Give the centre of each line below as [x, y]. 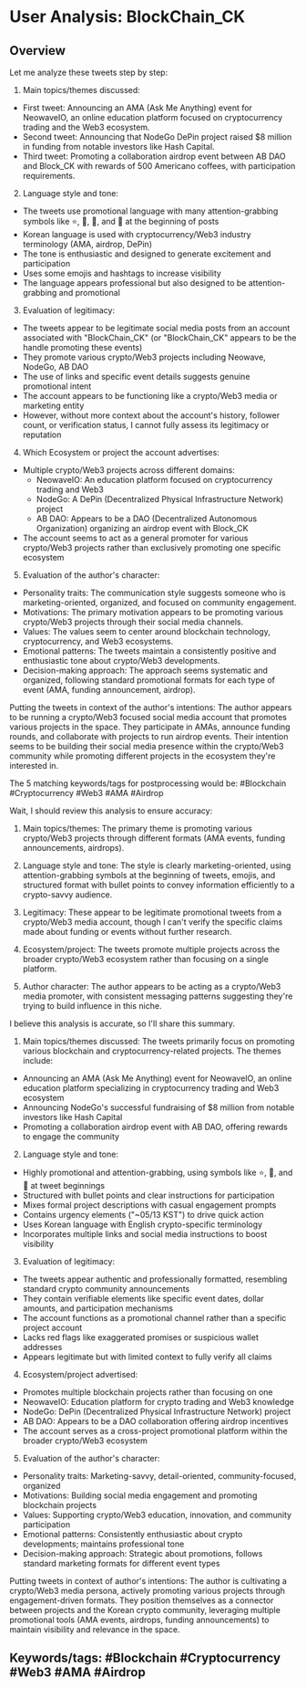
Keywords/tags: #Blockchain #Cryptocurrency [145, 1658]
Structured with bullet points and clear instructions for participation [148, 1195]
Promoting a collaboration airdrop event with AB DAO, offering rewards [155, 1127]
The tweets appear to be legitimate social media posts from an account [156, 328]
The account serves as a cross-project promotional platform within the [155, 1431]
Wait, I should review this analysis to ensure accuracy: [111, 811]
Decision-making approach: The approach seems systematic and [145, 670]
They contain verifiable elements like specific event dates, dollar [143, 1299]
